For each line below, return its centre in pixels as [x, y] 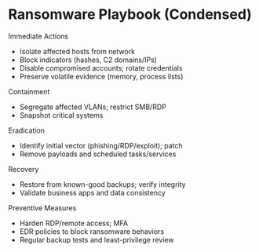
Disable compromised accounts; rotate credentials [101, 68]
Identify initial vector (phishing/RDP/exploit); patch [101, 145]
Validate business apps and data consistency [93, 192]
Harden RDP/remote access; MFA [73, 223]
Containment [29, 91]
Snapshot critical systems [61, 115]
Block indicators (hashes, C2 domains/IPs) [88, 60]
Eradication [27, 130]
